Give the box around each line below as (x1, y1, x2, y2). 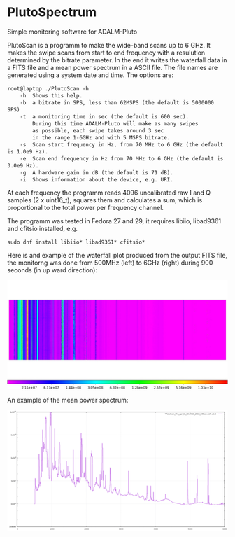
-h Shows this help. (20, 92, 83, 99)
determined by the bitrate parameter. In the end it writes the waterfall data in (7, 55, 227, 64)
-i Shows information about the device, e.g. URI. (20, 176, 173, 183)
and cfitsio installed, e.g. (7, 224, 78, 232)
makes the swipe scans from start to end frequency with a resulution (7, 48, 206, 57)
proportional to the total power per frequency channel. (7, 203, 164, 211)
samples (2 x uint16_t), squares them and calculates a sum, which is (7, 195, 203, 204)
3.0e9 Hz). (7, 162, 39, 169)
